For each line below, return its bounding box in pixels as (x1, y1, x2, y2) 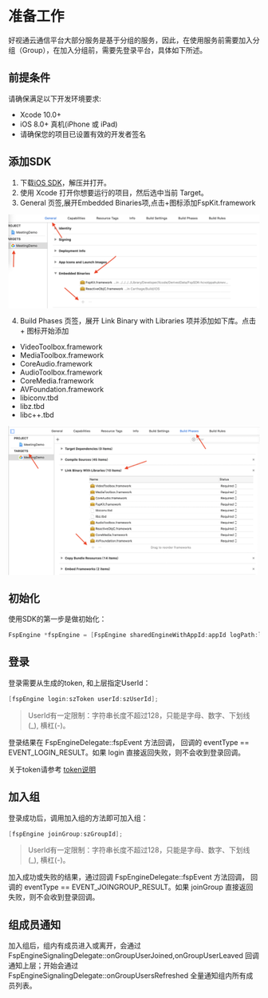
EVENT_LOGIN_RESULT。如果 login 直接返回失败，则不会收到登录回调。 (8, 747, 246, 757)
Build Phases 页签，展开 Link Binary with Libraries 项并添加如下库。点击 (19, 315, 257, 325)
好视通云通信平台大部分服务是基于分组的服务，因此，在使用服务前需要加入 (8, 35, 253, 45)
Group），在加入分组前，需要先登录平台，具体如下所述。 (22, 45, 207, 54)
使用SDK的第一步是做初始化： (8, 614, 107, 624)
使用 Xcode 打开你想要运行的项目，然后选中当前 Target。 (19, 187, 209, 197)
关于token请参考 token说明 (8, 764, 97, 774)
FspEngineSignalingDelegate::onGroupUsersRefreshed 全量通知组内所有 (8, 971, 246, 980)
